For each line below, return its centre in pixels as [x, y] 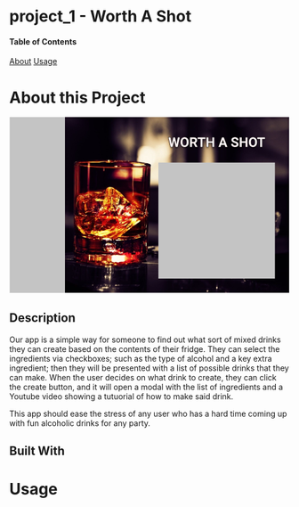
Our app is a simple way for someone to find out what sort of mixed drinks [145, 339]
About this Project [77, 98]
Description [42, 318]
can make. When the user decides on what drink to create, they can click [143, 377]
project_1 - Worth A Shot [101, 16]
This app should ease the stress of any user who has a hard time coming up [148, 413]
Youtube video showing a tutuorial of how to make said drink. [121, 396]
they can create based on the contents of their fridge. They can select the [145, 348]
